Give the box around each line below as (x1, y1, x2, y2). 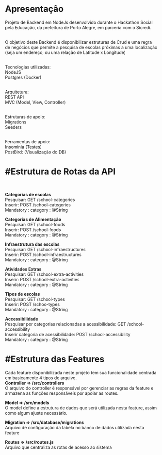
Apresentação (5, 3, 64, 15)
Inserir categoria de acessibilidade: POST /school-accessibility (5, 331, 131, 337)
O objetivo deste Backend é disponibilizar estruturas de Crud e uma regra (5, 39, 152, 45)
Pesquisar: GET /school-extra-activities (5, 271, 84, 277)
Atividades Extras (5, 266, 42, 272)
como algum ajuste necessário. (5, 410, 68, 416)
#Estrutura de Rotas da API (5, 166, 116, 177)
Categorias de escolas (5, 191, 51, 197)
